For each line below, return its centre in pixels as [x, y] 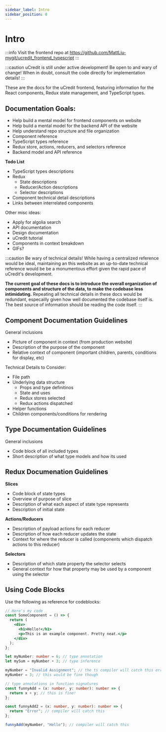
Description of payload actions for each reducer [61, 529]
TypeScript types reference [40, 141]
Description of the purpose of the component [59, 347]
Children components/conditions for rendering [60, 414]
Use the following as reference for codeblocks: [53, 601]
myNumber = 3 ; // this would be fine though [52, 675]
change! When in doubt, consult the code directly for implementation [75, 73]
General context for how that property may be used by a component [82, 569]
